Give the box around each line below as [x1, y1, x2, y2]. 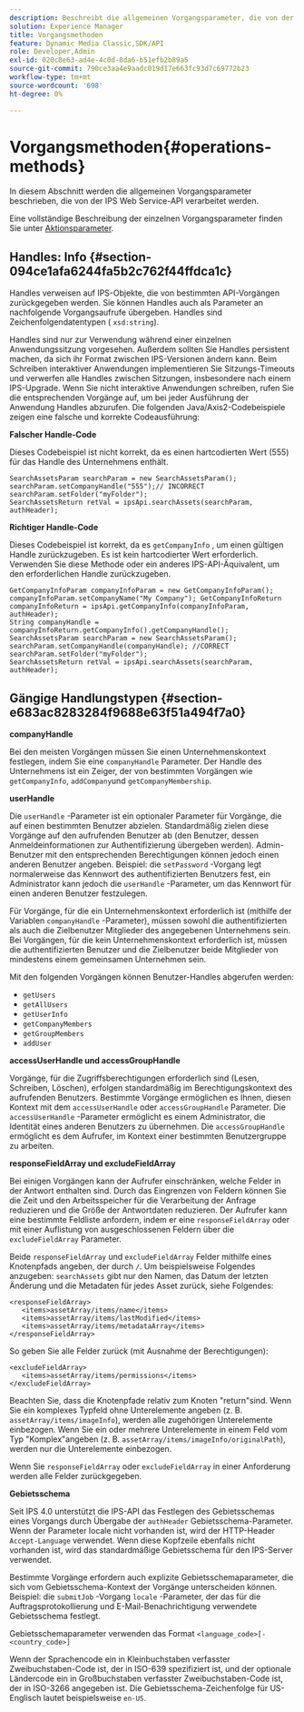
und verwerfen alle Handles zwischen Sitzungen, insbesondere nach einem [9, 373, 292, 384]
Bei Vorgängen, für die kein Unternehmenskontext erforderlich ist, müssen [9, 934, 288, 946]
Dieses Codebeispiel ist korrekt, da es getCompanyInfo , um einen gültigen [9, 539, 284, 550]
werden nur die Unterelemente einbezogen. [9, 1444, 172, 1455]
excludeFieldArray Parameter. [9, 1234, 123, 1244]
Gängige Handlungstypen [9, 690, 159, 706]
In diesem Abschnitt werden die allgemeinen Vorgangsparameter [9, 186, 252, 196]
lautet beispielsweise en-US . [43, 1693, 147, 1704]
